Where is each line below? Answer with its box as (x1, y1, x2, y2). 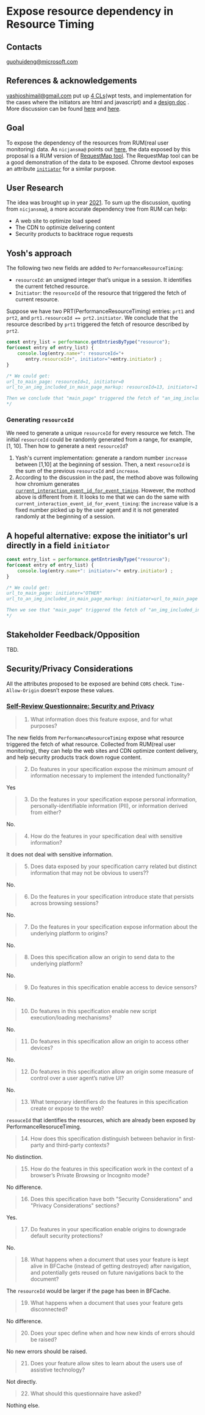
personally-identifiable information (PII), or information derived (30, 802, 188, 809)
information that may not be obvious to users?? (30, 869, 149, 877)
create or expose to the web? (30, 1104, 104, 1112)
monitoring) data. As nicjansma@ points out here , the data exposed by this (6, 145, 191, 153)
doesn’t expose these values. (40, 686, 115, 693)
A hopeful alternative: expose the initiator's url (6, 530, 188, 541)
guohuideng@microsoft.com (6, 58, 78, 65)
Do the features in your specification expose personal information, (30, 795, 197, 803)
